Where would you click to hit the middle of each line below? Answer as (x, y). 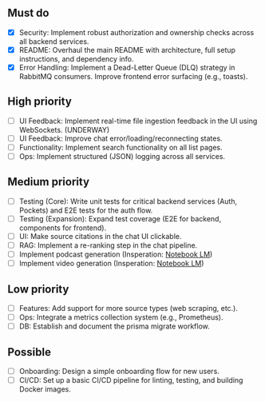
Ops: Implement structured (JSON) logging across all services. (122, 156)
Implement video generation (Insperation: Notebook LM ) (111, 264)
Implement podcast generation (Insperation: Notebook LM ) (116, 254)
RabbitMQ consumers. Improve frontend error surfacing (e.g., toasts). (133, 76)
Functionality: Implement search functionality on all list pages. (121, 147)
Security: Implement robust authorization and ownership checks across (136, 32)
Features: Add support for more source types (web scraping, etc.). (129, 308)
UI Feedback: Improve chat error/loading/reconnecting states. (121, 138)
